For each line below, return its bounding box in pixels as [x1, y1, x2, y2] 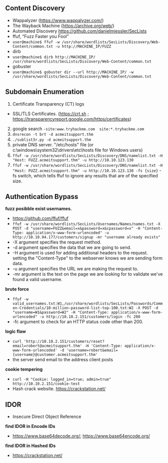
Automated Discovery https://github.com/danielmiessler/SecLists [12, 28, 147, 34]
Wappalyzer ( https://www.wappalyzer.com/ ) [12, 17, 104, 23]
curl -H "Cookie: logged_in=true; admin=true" [12, 377, 111, 382]
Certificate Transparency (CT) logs [12, 101, 84, 107]
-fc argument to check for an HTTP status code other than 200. [12, 319, 143, 325]
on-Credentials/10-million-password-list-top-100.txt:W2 [12, 306, 134, 311]
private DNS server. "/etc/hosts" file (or [12, 141, 94, 147]
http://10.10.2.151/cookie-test [12, 381, 80, 386]
